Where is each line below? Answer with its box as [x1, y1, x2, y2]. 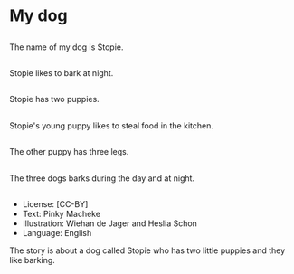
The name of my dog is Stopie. [9, 42, 124, 52]
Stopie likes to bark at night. [9, 67, 114, 78]
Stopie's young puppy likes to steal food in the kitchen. [9, 119, 214, 131]
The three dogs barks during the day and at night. [9, 173, 195, 184]
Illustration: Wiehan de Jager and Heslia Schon [22, 218, 197, 229]
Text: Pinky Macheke [22, 208, 101, 219]
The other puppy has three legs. [9, 146, 129, 157]
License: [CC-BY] [22, 198, 89, 209]
